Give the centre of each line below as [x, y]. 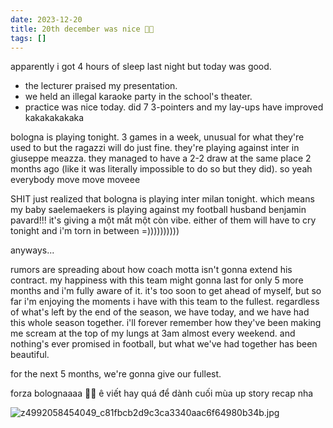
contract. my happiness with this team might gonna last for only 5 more [157, 280]
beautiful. [30, 355]
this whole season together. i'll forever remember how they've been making [166, 323]
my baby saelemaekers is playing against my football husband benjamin [158, 210]
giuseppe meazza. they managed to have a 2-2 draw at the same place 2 [161, 158]
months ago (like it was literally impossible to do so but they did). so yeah [161, 169]
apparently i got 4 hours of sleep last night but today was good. [141, 67]
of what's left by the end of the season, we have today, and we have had [160, 312]
